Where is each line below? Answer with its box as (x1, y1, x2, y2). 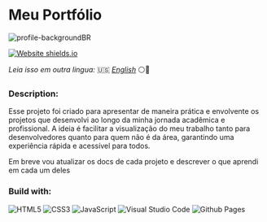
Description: (8, 88, 59, 99)
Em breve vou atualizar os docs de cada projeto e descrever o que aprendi (8, 157, 259, 167)
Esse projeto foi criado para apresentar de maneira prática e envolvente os (8, 107, 259, 116)
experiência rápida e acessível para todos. (8, 141, 151, 151)
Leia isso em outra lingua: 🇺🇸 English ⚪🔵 (8, 64, 151, 74)
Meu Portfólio (8, 6, 103, 24)
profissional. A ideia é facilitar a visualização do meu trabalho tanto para (8, 124, 251, 133)
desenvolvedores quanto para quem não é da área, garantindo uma (8, 133, 234, 142)
